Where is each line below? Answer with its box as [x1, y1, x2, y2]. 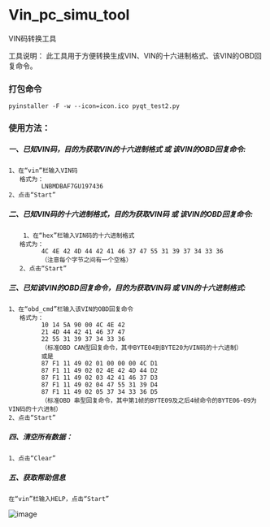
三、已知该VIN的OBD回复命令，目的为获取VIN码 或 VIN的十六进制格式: [8, 283, 246, 292]
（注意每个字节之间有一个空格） [41, 256, 133, 265]
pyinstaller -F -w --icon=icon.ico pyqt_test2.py [8, 102, 181, 110]
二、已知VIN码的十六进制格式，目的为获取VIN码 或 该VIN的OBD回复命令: [8, 209, 254, 218]
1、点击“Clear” [8, 455, 56, 463]
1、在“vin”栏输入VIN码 [8, 166, 78, 175]
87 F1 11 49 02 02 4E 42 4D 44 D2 [41, 367, 159, 375]
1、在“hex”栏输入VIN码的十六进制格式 [23, 231, 135, 240]
